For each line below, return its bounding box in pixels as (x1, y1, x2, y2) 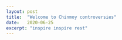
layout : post (6, 8, 38, 15)
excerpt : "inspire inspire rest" (6, 25, 88, 31)
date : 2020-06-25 (6, 19, 54, 25)
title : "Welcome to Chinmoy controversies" (6, 14, 117, 20)
